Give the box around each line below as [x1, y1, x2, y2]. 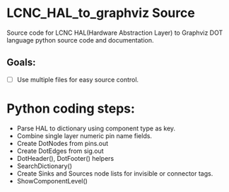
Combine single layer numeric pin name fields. [16, 131, 153, 140]
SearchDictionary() [16, 162, 72, 170]
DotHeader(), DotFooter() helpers [16, 154, 114, 162]
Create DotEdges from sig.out [16, 147, 104, 155]
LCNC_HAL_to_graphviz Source [6, 5, 195, 21]
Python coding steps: [6, 101, 136, 116]
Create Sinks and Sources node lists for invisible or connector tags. [16, 169, 213, 178]
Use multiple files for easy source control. [16, 75, 139, 84]
